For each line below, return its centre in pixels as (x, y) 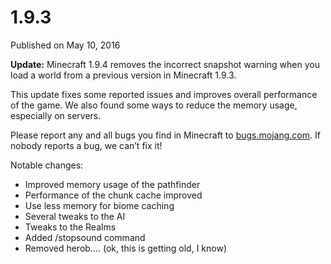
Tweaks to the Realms (70, 227)
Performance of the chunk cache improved (113, 195)
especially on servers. (56, 115)
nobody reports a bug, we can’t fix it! (86, 145)
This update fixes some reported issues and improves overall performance (164, 94)
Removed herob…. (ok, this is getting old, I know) (126, 248)
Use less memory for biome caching (99, 205)
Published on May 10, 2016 (65, 45)
